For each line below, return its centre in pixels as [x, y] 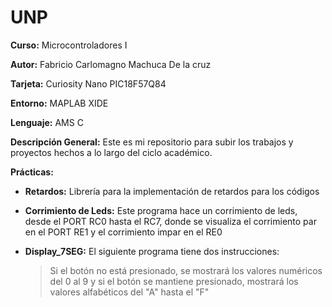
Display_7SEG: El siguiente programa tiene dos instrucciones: [152, 251]
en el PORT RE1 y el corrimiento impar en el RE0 [123, 232]
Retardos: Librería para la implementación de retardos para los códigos [172, 191]
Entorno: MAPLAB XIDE [59, 103]
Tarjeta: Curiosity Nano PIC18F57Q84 [88, 83]
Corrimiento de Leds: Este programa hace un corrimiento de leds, [161, 210]
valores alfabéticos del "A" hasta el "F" [129, 292]
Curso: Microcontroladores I [69, 45]
